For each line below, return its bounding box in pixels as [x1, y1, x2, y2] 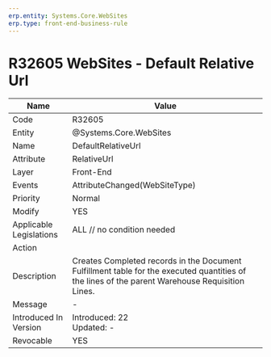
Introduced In [12, 312, 63, 323]
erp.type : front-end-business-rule [8, 19, 128, 27]
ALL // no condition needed [72, 224, 176, 235]
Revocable [12, 335, 52, 346]
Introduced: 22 [72, 312, 129, 323]
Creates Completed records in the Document [72, 255, 242, 267]
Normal [72, 193, 101, 204]
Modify [12, 206, 40, 217]
